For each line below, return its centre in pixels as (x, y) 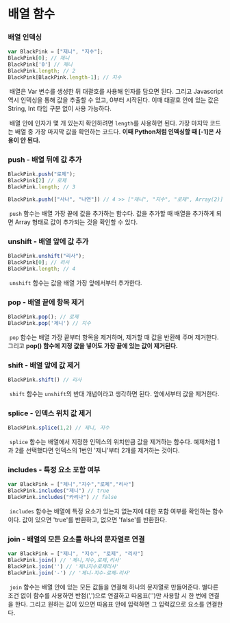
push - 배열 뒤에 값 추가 (45, 160)
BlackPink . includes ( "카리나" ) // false (62, 498)
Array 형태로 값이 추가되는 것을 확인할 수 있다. (76, 222)
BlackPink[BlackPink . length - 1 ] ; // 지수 (65, 77)
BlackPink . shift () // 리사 (45, 380)
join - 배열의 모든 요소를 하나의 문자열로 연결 (76, 539)
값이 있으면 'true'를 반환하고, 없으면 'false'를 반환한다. (94, 520)
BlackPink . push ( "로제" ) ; (42, 174)
